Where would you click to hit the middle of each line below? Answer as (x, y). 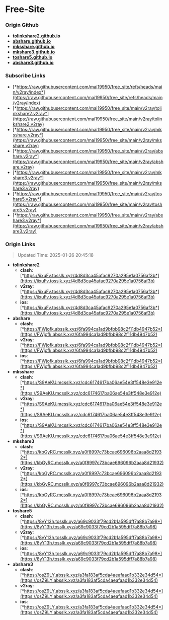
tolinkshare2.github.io (36, 36)
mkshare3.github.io (34, 52)
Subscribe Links (25, 75)
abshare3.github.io (33, 63)
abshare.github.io (32, 41)
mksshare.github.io (33, 47)
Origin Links (20, 244)
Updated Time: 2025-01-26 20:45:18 (56, 255)
